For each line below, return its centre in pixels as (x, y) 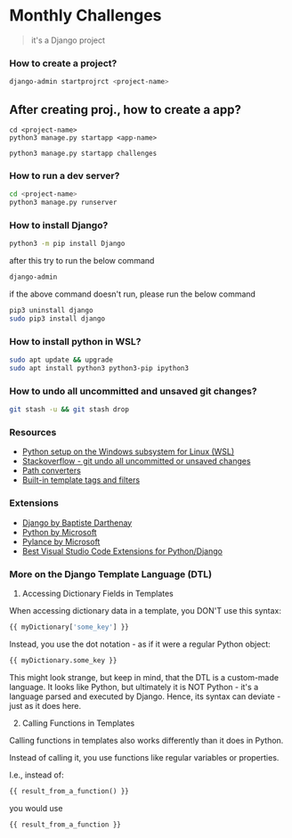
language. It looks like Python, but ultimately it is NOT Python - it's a (134, 687)
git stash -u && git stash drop (69, 410)
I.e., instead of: (36, 775)
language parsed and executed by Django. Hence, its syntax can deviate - (145, 696)
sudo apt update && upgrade (61, 360)
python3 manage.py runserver (63, 203)
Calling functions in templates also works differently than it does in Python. (146, 740)
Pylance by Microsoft (61, 541)
